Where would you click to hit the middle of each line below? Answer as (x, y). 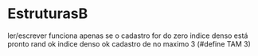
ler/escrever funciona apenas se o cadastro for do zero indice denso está (128, 35)
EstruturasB (48, 14)
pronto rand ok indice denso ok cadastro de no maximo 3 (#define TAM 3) (129, 43)
